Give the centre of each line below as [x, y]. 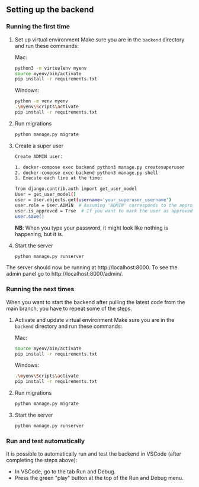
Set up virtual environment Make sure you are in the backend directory [99, 39]
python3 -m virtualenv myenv [51, 68]
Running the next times [40, 289]
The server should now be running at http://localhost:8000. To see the [92, 267]
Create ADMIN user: [39, 156]
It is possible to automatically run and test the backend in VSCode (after [94, 454]
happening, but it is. [39, 234]
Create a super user [39, 146]
